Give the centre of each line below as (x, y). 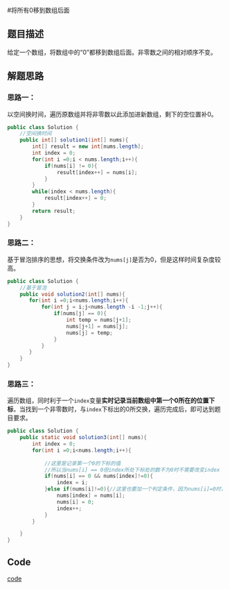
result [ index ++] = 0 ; (76, 198)
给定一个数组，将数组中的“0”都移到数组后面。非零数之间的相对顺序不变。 (112, 52)
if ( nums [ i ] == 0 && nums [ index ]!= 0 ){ (99, 476)
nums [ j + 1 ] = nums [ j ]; (97, 326)
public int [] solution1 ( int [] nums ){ (74, 140)
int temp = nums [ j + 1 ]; (99, 320)
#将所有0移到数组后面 (38, 10)
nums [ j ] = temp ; (89, 333)
